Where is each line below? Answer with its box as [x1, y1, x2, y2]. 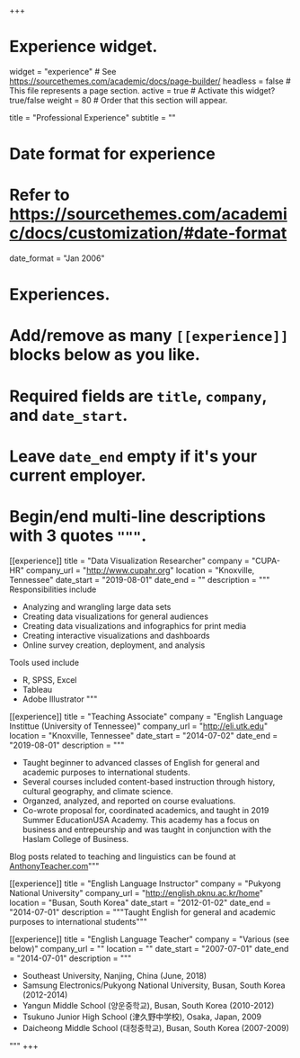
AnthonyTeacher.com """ [9, 860, 100, 871]
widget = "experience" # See [9, 66, 117, 76]
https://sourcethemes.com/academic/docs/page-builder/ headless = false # [9, 76, 292, 86]
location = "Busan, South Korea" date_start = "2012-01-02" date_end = [9, 897, 271, 908]
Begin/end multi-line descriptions [9, 507, 267, 526]
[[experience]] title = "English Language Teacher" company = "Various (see [9, 933, 290, 945]
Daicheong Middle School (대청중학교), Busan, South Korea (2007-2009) [22, 1022, 290, 1033]
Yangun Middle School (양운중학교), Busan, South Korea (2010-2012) [22, 1000, 275, 1010]
